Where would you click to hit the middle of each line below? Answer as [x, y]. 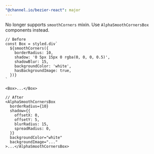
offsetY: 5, [27, 120]
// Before [16, 39]
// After [14, 97]
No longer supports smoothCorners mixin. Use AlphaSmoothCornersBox [77, 24]
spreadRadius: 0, [33, 129]
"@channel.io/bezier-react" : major [43, 10]
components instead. [27, 30]
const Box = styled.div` [32, 44]
